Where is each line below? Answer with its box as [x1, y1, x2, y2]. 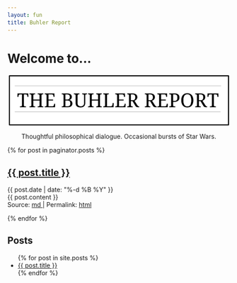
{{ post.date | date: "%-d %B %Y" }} [7, 185, 114, 194]
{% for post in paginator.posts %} [7, 146, 105, 155]
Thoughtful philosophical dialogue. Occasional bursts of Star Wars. [21, 132, 217, 141]
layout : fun [7, 11, 42, 18]
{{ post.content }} [7, 193, 59, 201]
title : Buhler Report [7, 18, 71, 26]
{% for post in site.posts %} [17, 253, 99, 262]
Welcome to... [7, 50, 92, 67]
